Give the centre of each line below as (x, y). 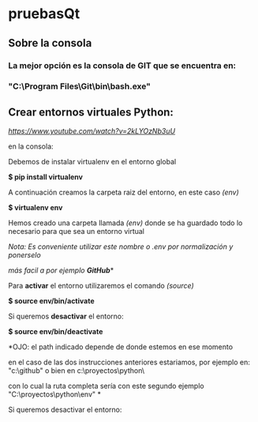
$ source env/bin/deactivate (56, 332)
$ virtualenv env (36, 208)
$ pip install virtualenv (45, 177)
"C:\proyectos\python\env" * (54, 394)
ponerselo (24, 255)
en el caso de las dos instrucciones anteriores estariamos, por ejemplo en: (129, 362)
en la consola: (31, 146)
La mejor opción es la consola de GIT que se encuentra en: (122, 66)
